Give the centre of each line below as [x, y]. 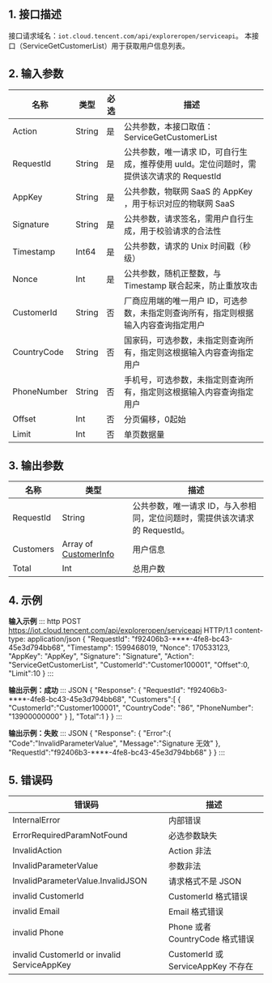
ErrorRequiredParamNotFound [70, 836]
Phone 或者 [190, 927]
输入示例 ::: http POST [45, 622]
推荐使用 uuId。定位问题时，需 [198, 164]
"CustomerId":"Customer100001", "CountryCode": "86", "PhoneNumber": [131, 708]
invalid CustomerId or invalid [67, 955]
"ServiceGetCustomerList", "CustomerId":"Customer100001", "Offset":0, [129, 665]
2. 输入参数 [36, 74]
